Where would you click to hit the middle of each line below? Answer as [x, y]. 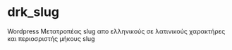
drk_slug [33, 12]
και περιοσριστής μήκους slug [51, 38]
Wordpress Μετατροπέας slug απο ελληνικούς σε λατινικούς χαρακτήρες [116, 31]
